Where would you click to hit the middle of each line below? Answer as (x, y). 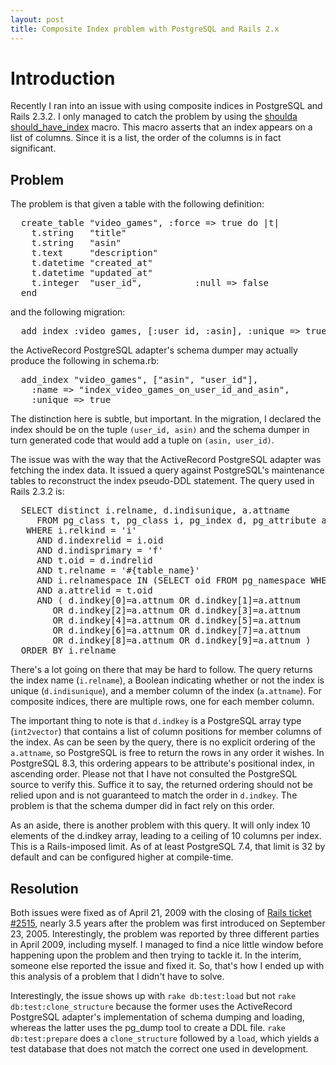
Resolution (44, 888)
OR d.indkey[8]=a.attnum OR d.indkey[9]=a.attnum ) (182, 640)
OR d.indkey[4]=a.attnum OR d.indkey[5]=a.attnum (176, 620)
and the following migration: (68, 312)
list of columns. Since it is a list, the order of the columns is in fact (146, 138)
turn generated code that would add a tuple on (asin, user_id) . (142, 440)
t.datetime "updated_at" (92, 273)
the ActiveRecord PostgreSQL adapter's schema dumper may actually (154, 350)
